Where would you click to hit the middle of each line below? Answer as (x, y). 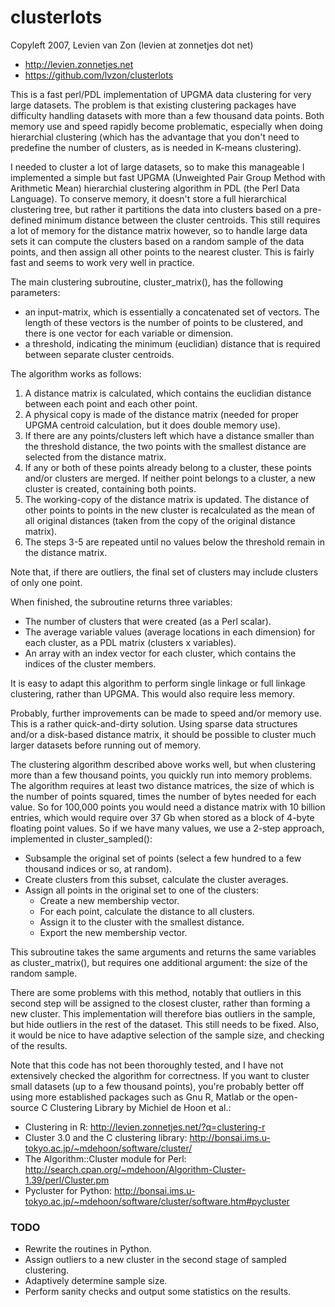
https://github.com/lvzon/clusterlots (99, 75)
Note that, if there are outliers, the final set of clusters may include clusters (164, 572)
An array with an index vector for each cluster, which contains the (160, 653)
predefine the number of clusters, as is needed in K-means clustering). (156, 147)
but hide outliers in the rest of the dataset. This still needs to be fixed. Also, (165, 1024)
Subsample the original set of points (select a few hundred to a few (163, 858)
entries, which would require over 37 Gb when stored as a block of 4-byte (162, 817)
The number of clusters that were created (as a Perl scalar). (148, 621)
